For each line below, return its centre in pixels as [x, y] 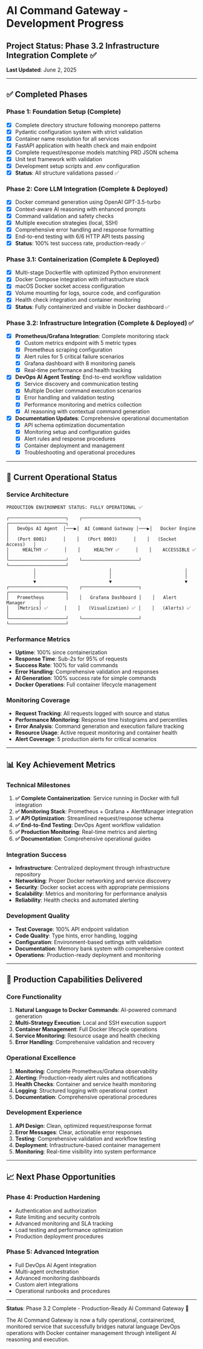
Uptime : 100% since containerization [61, 652]
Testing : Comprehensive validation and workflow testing [85, 1138]
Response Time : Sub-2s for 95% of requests [71, 659]
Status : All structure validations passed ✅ [67, 173]
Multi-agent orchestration [47, 1271]
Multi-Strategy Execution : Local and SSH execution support [90, 1023]
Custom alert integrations [47, 1284]
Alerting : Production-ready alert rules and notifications [84, 1078]
